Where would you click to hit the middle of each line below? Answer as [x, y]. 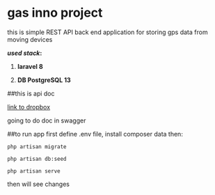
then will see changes [38, 184]
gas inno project [55, 13]
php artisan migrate [37, 147]
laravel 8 [30, 66]
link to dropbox [29, 107]
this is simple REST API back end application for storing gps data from [107, 32]
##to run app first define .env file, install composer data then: [95, 134]
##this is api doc [31, 93]
